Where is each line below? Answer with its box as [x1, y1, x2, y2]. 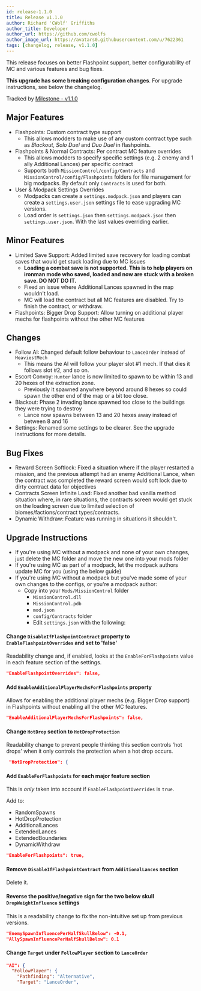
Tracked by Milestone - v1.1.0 [6, 94, 78, 102]
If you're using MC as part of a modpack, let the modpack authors [14, 561, 178, 569]
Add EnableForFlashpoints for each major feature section [6, 772, 151, 779]
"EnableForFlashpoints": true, [6, 853, 85, 859]
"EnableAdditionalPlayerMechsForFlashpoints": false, [6, 715, 144, 721]
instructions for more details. [14, 431, 86, 438]
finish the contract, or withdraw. [23, 302, 103, 310]
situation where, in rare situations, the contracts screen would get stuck [14, 496, 193, 503]
